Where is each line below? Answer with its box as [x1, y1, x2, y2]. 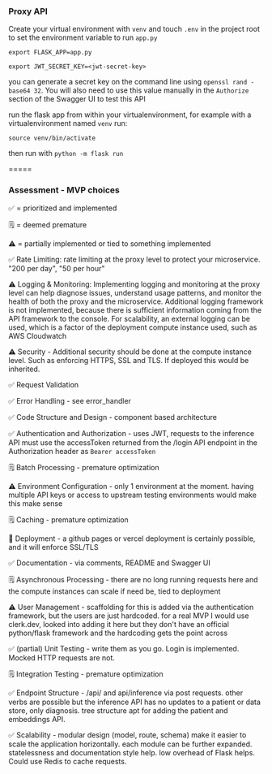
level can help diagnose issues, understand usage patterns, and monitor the [8, 288, 261, 297]
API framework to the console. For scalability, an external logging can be [8, 313, 251, 323]
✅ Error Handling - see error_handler [8, 396, 132, 405]
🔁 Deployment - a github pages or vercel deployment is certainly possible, [8, 534, 256, 543]
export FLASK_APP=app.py [8, 49, 92, 57]
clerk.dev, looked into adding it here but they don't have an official [8, 619, 229, 629]
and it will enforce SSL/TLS [8, 542, 99, 551]
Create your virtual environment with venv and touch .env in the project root [8, 24, 261, 34]
